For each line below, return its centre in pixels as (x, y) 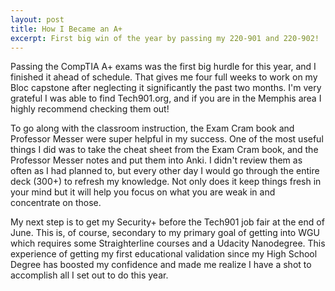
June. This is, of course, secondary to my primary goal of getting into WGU (165, 233)
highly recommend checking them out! (90, 109)
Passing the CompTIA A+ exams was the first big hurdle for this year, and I (163, 67)
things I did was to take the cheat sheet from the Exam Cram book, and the (164, 150)
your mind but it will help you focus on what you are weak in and (143, 192)
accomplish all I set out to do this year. (89, 275)
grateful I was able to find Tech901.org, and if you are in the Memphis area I (166, 98)
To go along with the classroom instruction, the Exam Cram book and (152, 128)
